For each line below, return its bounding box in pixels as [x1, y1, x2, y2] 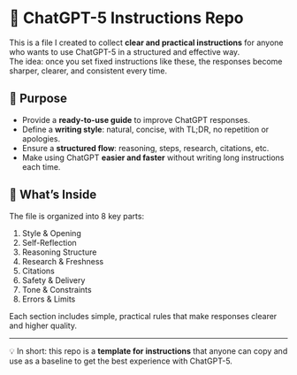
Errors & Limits [21, 294, 76, 304]
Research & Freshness [21, 256, 104, 266]
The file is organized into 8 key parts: [9, 210, 144, 221]
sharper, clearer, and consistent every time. [9, 65, 168, 76]
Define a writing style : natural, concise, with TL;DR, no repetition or [21, 124, 270, 134]
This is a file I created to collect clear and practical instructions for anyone [9, 37, 284, 48]
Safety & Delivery [21, 274, 86, 286]
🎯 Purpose [9, 91, 68, 106]
